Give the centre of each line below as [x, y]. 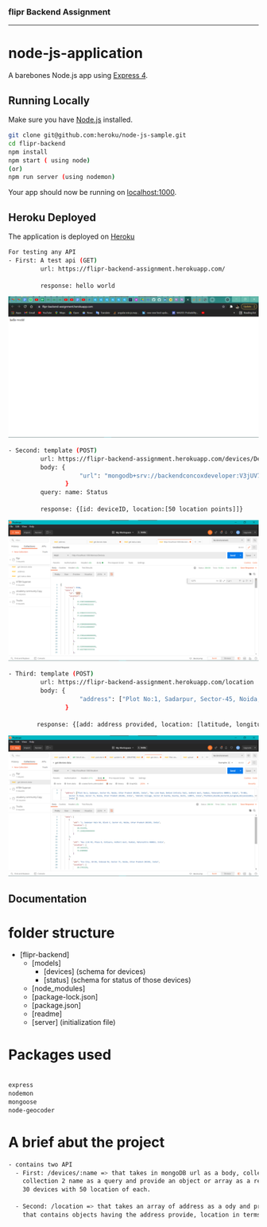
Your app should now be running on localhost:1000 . [93, 193]
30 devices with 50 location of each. [87, 1190]
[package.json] [56, 1006]
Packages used [60, 1055]
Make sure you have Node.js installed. [71, 120]
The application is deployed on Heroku [72, 236]
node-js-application [75, 53]
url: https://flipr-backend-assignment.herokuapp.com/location [147, 683]
